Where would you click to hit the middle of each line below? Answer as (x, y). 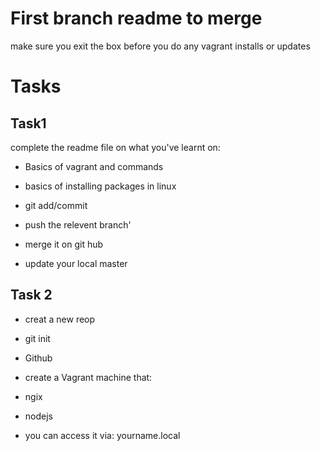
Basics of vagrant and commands (94, 166)
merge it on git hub (64, 244)
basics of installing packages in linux (100, 186)
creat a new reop (60, 319)
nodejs (38, 416)
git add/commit (56, 205)
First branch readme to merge (136, 18)
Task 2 (31, 295)
